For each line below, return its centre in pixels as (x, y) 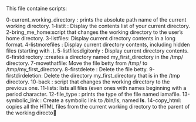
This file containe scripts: (37, 8)
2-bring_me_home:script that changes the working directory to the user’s (94, 32)
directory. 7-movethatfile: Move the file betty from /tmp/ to (77, 63)
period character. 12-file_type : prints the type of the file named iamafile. (94, 94)
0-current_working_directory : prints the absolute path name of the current (96, 20)
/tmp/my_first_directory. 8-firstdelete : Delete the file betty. (77, 69)
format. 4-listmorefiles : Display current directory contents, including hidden (98, 44)
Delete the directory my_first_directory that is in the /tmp (112, 76)
